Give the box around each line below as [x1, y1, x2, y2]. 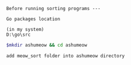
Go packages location [6, 16, 61, 22]
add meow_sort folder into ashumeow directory [6, 52, 125, 59]
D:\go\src [6, 32, 31, 38]
